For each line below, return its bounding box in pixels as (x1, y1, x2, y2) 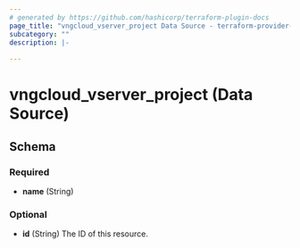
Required (9, 166, 50, 178)
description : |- (9, 37, 70, 47)
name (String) (21, 186, 74, 196)
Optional (9, 208, 47, 220)
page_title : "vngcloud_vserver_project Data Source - (9, 21, 214, 30)
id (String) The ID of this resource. (21, 228, 149, 239)
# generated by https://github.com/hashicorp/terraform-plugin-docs (9, 12, 270, 22)
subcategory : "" (9, 29, 70, 38)
